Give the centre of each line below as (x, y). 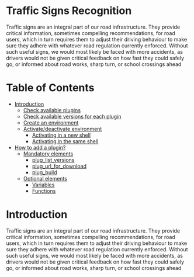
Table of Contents (50, 88)
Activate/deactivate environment (63, 129)
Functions (44, 191)
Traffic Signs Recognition (69, 11)
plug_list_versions (53, 160)
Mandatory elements (48, 154)
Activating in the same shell (65, 141)
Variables (43, 185)
